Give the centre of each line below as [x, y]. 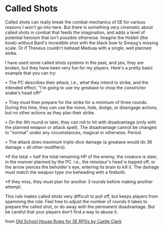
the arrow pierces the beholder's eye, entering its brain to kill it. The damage [82, 167]
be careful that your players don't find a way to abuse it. [62, 212]
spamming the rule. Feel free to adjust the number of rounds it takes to [76, 201]
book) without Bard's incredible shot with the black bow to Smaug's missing [82, 42]
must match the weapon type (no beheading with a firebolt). [66, 172]
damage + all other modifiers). [35, 147]
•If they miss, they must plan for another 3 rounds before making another [79, 182]
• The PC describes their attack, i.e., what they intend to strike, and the [77, 82]
